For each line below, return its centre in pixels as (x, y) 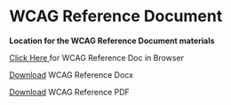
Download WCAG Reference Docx (71, 75)
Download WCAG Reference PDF (70, 92)
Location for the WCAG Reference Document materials (112, 41)
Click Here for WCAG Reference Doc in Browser (97, 57)
